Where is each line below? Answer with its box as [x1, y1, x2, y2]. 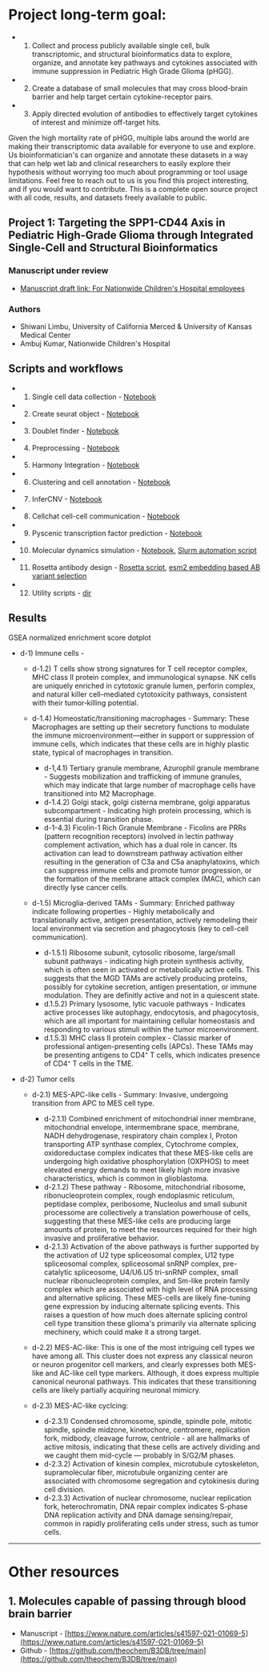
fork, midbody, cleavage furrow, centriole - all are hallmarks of [43, 1433, 250, 1442]
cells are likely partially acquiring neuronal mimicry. [31, 1385, 202, 1394]
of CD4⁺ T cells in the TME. [43, 1058, 134, 1068]
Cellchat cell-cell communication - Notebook [31, 511, 180, 521]
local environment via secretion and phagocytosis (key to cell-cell [31, 923, 249, 933]
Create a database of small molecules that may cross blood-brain [31, 83, 248, 93]
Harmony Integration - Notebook [31, 460, 140, 470]
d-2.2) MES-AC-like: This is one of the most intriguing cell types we [31, 1342, 255, 1352]
